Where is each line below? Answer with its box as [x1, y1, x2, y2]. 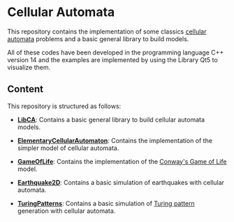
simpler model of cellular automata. [17, 144, 119, 152]
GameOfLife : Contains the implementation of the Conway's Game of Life [17, 157, 227, 165]
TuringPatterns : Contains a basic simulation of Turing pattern [17, 199, 196, 207]
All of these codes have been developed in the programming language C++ [7, 48, 224, 57]
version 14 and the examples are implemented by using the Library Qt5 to [7, 55, 218, 64]
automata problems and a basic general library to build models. [7, 34, 189, 43]
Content [7, 83, 44, 95]
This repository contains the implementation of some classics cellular [7, 27, 207, 36]
